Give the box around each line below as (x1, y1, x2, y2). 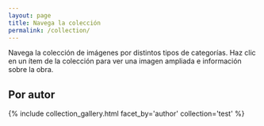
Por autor (8, 88, 55, 101)
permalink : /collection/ (8, 26, 90, 34)
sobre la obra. (8, 65, 54, 74)
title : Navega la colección (8, 19, 101, 27)
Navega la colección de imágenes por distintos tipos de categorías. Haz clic (8, 48, 256, 58)
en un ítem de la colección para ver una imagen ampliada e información (8, 56, 242, 66)
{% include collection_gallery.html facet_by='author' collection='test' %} (8, 109, 245, 119)
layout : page (8, 11, 52, 20)
